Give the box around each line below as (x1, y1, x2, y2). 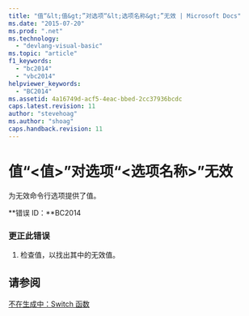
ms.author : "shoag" (8, 117, 74, 126)
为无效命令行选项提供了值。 (8, 190, 101, 200)
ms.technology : (8, 34, 60, 43)
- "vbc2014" (15, 72, 57, 80)
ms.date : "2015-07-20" (8, 19, 85, 28)
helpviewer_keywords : (8, 79, 82, 88)
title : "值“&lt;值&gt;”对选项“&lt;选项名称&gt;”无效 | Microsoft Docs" (8, 11, 242, 20)
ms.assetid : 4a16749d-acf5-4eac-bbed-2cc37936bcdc (8, 95, 183, 103)
